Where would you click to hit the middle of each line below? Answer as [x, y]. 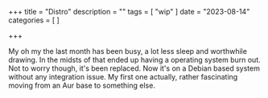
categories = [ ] [34, 20]
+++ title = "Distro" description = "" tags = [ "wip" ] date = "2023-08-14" [129, 12]
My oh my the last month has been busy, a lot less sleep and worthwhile [128, 51]
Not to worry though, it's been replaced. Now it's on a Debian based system [134, 68]
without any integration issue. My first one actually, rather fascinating [123, 77]
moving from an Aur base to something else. [82, 85]
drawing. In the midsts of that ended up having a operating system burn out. [135, 60]
